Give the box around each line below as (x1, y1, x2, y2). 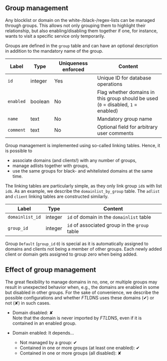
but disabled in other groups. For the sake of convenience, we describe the (5, 289, 159, 295)
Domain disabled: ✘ (12, 309, 53, 315)
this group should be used (97, 94, 158, 101)
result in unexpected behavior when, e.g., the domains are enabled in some (5, 284, 160, 290)
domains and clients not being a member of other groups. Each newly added (5, 246, 162, 252)
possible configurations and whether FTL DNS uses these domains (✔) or (5, 294, 155, 300)
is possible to (5, 148, 32, 154)
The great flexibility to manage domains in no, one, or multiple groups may (5, 278, 158, 285)
